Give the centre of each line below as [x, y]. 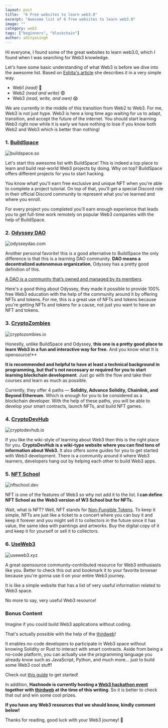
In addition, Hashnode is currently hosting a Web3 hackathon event [76, 684]
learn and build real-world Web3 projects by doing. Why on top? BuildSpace [84, 168]
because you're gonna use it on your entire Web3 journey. [65, 575]
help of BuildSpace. [26, 220]
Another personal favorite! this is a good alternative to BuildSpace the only [82, 254]
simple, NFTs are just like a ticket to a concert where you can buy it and [79, 515]
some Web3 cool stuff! [29, 665]
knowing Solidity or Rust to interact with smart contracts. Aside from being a [84, 649]
